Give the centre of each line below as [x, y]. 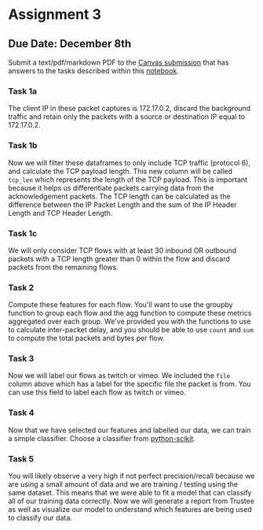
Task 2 [21, 287]
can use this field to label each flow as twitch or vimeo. [97, 392]
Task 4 [21, 413]
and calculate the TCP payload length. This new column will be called [121, 171]
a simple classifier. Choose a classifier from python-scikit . [102, 438]
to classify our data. [40, 518]
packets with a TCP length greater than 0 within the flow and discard [119, 258]
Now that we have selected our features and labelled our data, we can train [130, 430]
